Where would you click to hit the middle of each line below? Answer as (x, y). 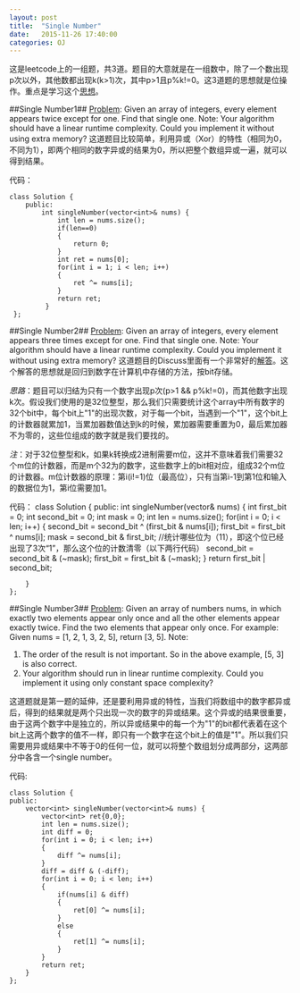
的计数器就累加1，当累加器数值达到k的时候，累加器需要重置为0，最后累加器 (149, 425)
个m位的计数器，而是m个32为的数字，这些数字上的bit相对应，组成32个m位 (147, 466)
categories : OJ (37, 42)
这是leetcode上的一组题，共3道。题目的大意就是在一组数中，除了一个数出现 (149, 69)
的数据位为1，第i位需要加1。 (60, 488)
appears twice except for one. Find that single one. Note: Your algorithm (142, 119)
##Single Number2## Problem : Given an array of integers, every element (144, 331)
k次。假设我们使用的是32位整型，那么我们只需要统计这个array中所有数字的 (147, 402)
